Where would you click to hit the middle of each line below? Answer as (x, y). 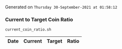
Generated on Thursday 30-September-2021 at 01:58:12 (61, 7)
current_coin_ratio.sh (28, 30)
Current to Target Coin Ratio (39, 19)
